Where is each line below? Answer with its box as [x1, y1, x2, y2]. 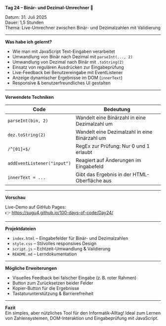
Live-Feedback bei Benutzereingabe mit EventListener [12, 70, 123, 75]
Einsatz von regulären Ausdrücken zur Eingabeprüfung [12, 64, 124, 70]
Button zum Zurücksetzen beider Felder [12, 280, 93, 286]
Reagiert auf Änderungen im [76, 157, 141, 163]
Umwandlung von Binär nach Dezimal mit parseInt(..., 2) [12, 54, 133, 59]
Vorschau [5, 195, 26, 200]
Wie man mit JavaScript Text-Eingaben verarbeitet [12, 48, 115, 54]
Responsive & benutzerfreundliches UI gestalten [12, 80, 111, 86]
